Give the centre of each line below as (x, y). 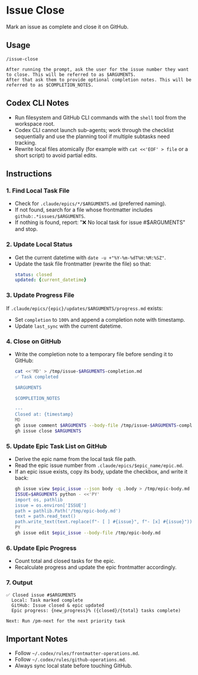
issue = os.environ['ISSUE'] (51, 505)
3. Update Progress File (40, 295)
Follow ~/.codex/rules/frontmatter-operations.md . (77, 653)
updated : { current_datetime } (51, 280)
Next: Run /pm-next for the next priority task (66, 621)
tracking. (25, 142)
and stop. (26, 229)
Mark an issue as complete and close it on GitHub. (67, 27)
